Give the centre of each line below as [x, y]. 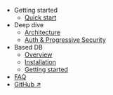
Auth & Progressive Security [65, 40]
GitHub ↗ [27, 84]
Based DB [28, 47]
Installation [40, 62]
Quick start [40, 17]
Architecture [42, 32]
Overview [38, 54]
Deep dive [29, 25]
